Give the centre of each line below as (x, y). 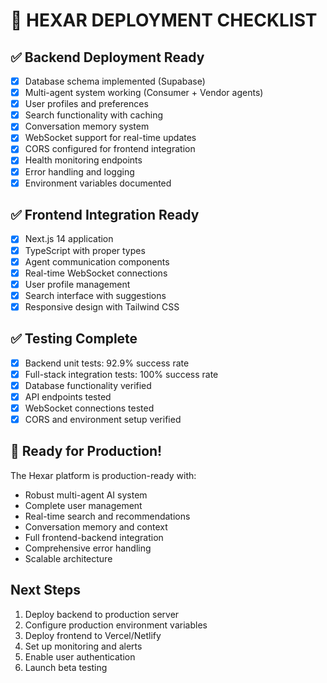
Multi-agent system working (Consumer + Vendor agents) (144, 93)
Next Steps (45, 590)
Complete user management (83, 505)
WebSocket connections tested (89, 408)
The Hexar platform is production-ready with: (103, 475)
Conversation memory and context (96, 526)
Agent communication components (97, 261)
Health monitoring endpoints (83, 160)
